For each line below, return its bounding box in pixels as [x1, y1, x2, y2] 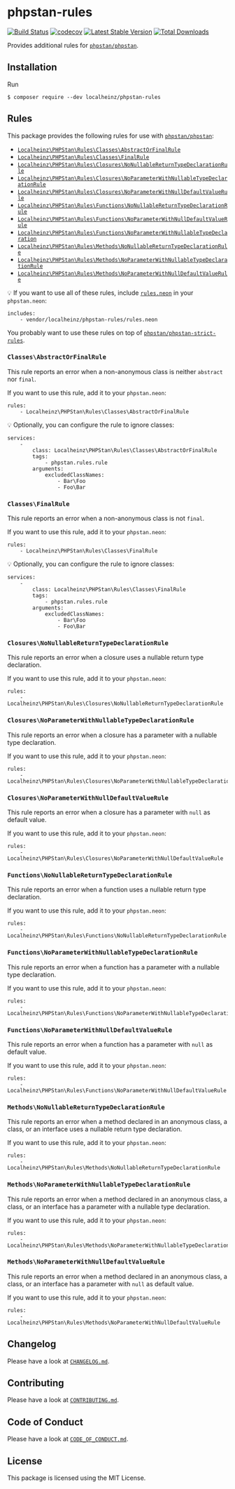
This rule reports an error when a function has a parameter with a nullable [7, 962, 220, 971]
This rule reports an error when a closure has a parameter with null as [7, 808, 211, 816]
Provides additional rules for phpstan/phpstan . [7, 41, 138, 49]
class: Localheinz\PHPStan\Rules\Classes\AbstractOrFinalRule [32, 446, 218, 454]
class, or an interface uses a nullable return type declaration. [7, 1125, 183, 1134]
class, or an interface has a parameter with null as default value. [7, 1279, 194, 1288]
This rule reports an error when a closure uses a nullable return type [7, 654, 204, 662]
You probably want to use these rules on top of [7, 328, 143, 337]
